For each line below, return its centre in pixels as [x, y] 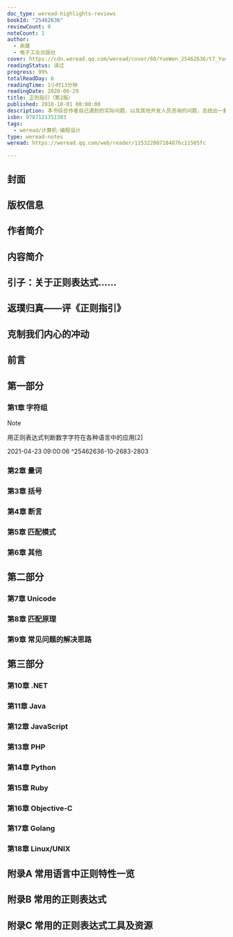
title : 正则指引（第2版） [41, 98]
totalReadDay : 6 [31, 78]
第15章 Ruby [28, 787]
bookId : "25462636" [35, 20]
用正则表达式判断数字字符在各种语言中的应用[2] [75, 437]
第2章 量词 [25, 471]
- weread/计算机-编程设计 [47, 130]
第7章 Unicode [32, 598]
